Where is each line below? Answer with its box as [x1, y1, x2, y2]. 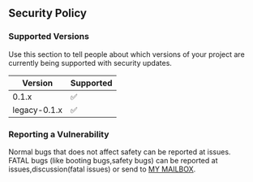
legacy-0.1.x [12, 104, 63, 115]
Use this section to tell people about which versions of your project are [8, 49, 245, 59]
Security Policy [8, 6, 88, 20]
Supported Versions [8, 31, 89, 42]
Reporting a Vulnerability [8, 128, 109, 140]
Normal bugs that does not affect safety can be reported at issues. [8, 146, 231, 157]
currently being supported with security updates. [8, 58, 173, 67]
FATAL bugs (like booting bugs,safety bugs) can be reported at [8, 155, 218, 165]
